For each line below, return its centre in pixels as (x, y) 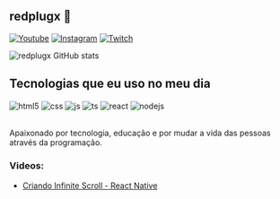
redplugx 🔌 (40, 17)
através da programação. (56, 143)
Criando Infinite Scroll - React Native (90, 186)
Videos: (27, 166)
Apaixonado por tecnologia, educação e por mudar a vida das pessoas (140, 133)
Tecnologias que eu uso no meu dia (110, 84)
